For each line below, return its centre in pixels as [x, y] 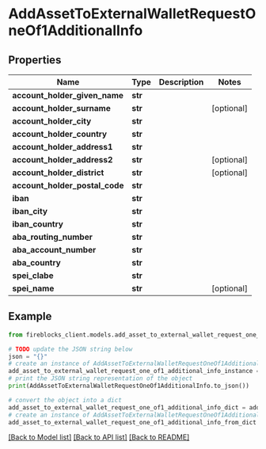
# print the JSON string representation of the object [101, 379]
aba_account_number [54, 250]
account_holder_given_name [68, 95]
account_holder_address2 [63, 160]
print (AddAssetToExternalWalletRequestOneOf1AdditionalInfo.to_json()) [129, 386]
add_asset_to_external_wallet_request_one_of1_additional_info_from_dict [133, 422]
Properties [35, 60]
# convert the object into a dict [65, 400]
